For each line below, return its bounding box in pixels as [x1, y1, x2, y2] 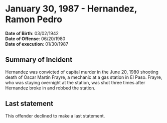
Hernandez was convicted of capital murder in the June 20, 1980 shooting [5, 69, 159, 75]
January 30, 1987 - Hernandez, [5, 3, 137, 15]
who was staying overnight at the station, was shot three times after [5, 79, 145, 85]
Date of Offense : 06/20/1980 [5, 36, 66, 42]
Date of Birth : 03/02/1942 [5, 30, 59, 36]
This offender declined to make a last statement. [5, 112, 105, 118]
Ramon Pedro [5, 14, 63, 25]
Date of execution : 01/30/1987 [5, 41, 69, 47]
